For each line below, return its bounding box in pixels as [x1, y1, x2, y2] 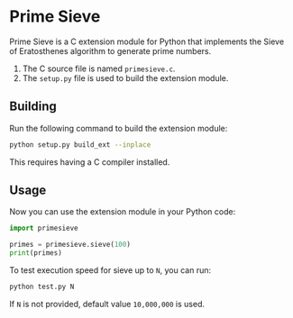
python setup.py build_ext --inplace [9, 140, 151, 150]
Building [9, 99, 57, 114]
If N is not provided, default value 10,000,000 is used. [9, 298, 206, 309]
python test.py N [9, 282, 75, 292]
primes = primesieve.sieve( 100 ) [9, 241, 131, 250]
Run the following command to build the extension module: [9, 123, 228, 133]
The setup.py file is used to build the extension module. [22, 72, 229, 83]
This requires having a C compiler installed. [9, 156, 170, 168]
